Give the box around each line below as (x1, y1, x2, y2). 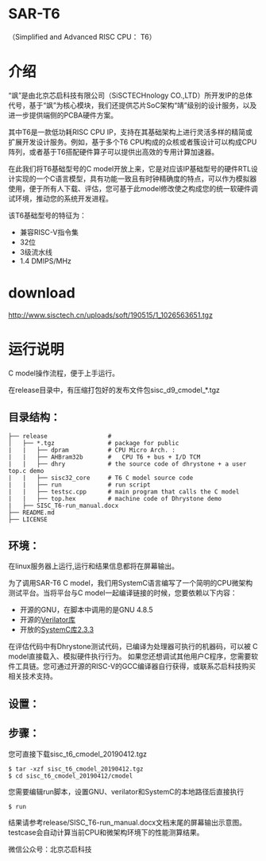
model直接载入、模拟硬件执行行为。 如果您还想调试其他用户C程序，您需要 (8, 652, 252, 661)
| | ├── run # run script (8, 481, 151, 489)
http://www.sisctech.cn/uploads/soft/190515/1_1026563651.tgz (8, 310, 213, 320)
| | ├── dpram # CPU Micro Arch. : (8, 446, 176, 454)
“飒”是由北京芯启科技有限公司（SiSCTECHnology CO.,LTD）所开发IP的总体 (8, 90, 253, 100)
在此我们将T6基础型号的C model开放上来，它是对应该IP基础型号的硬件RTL (8, 163, 252, 173)
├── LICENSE (8, 515, 48, 524)
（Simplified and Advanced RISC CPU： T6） (8, 32, 156, 41)
